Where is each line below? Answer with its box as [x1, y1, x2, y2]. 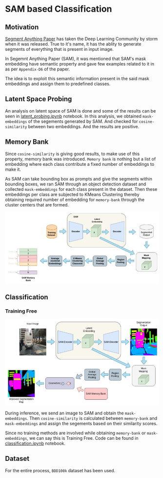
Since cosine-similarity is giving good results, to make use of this [5, 151, 140, 157]
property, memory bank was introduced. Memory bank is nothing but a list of [5, 156, 156, 162]
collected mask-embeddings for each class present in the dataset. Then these [5, 186, 158, 192]
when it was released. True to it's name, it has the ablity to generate [5, 41, 142, 47]
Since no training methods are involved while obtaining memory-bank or [5, 430, 146, 436]
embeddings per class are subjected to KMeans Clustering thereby [5, 191, 140, 197]
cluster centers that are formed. [5, 202, 69, 207]
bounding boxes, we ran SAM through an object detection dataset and [5, 181, 146, 187]
